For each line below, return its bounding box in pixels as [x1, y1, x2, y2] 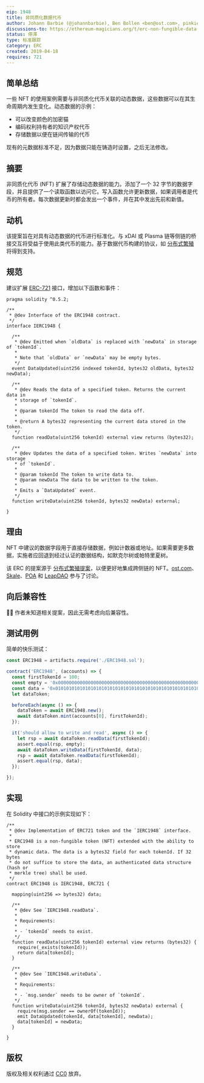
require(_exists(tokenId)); [17, 944, 88, 950]
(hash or [6, 865, 29, 871]
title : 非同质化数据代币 [6, 15, 62, 21]
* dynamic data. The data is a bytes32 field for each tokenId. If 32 [8, 849, 191, 855]
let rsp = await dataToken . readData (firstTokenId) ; [17, 735, 151, 741]
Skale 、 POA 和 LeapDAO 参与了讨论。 [6, 572, 102, 579]
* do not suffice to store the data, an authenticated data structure [8, 859, 191, 865]
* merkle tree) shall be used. [8, 870, 88, 876]
